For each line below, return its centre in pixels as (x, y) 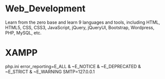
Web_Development (45, 9)
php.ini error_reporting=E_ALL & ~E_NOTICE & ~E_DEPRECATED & (73, 66)
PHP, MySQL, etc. (23, 33)
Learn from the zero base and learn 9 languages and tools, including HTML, (83, 22)
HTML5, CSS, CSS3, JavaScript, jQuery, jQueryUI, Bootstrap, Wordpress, (80, 27)
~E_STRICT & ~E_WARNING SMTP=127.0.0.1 (50, 72)
